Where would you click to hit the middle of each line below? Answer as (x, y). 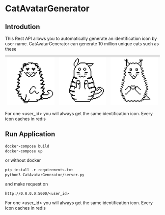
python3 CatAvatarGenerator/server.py (45, 175)
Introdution (23, 27)
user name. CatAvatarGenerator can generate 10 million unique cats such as (82, 44)
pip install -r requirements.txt (39, 170)
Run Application (30, 134)
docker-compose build (27, 146)
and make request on (27, 184)
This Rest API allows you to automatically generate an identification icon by (81, 38)
